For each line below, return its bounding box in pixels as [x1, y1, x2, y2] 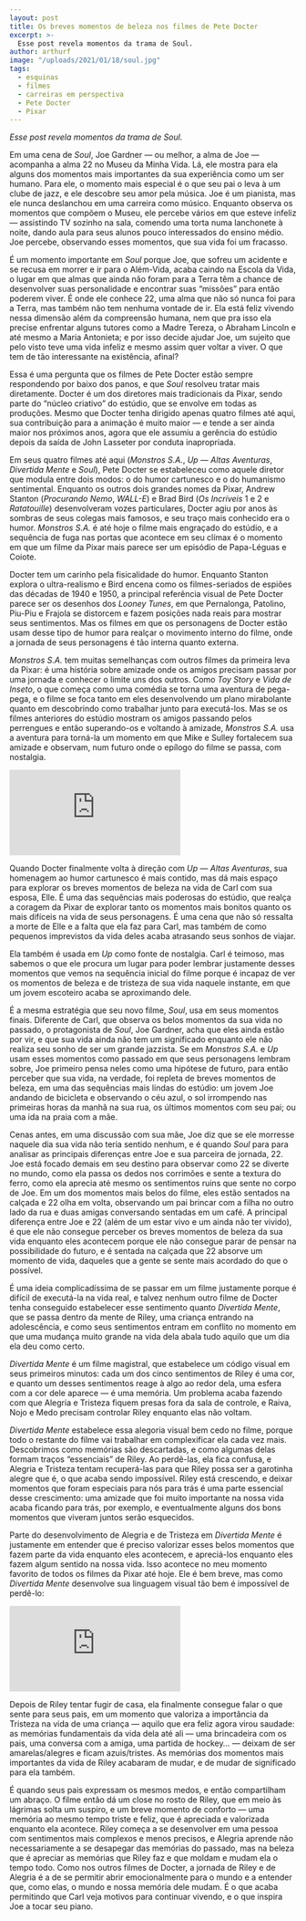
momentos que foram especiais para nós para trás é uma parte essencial [9, 1483, 284, 1494]
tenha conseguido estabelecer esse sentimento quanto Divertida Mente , [9, 1302, 280, 1313]
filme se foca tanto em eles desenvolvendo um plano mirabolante [46, 694, 291, 705]
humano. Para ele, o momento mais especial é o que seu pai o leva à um [9, 179, 280, 190]
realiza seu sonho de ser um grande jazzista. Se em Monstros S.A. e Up [9, 1044, 279, 1055]
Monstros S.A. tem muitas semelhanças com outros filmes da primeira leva [9, 654, 291, 666]
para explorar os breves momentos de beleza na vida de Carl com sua [9, 882, 273, 893]
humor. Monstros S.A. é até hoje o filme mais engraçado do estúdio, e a [9, 522, 279, 534]
